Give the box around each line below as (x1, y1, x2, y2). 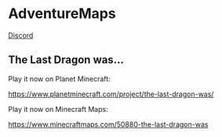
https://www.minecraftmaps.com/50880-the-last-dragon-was (8, 119, 209, 129)
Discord (8, 31, 34, 40)
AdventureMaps (8, 5, 116, 23)
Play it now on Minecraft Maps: (8, 104, 108, 114)
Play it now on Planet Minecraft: (8, 74, 111, 83)
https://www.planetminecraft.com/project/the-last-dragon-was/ (8, 89, 214, 99)
